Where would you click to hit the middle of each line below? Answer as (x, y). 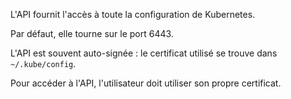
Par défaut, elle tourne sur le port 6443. (92, 33)
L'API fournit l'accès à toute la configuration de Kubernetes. (133, 14)
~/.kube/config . (43, 63)
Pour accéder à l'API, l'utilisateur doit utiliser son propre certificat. (146, 83)
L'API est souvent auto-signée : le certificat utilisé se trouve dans (144, 53)
